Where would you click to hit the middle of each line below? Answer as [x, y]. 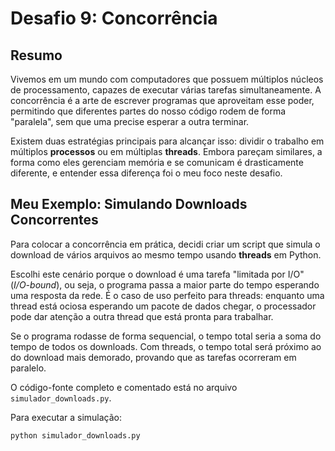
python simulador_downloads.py [75, 435]
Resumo [36, 55]
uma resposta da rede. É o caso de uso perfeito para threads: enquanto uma [167, 295]
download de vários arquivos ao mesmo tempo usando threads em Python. [166, 254]
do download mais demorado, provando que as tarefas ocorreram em [153, 357]
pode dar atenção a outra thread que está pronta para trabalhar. [142, 316]
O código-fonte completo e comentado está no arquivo [124, 387]
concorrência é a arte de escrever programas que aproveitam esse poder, [162, 100]
